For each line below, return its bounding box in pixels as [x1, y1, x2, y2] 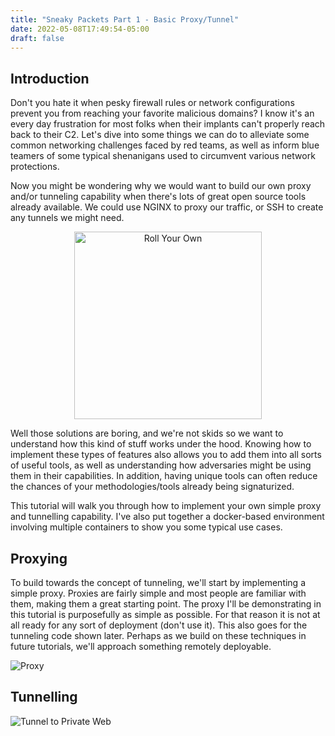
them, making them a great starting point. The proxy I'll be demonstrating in [10, 598, 322, 610]
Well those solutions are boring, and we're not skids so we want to [10, 427, 284, 440]
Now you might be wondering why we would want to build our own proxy [10, 180, 312, 192]
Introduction [10, 70, 90, 87]
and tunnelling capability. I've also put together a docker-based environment [10, 511, 325, 523]
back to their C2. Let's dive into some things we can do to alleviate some [10, 129, 310, 141]
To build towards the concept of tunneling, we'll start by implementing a [10, 577, 307, 588]
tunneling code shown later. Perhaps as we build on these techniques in [10, 630, 307, 641]
